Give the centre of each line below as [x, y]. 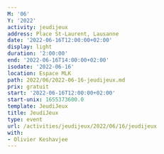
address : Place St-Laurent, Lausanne [63, 34]
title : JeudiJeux [33, 113]
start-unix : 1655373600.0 [45, 100]
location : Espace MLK [39, 73]
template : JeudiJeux [38, 106]
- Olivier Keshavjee [38, 139]
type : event [25, 119]
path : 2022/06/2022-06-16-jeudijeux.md [66, 80]
